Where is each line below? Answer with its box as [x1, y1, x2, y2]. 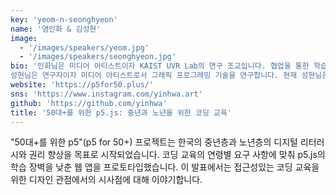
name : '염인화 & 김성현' [10, 24, 102, 34]
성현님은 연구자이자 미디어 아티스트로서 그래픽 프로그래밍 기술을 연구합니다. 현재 [10, 71, 298, 81]
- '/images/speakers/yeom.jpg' [19, 42, 150, 53]
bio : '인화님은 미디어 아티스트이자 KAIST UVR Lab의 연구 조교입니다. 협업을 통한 [10, 61, 310, 71]
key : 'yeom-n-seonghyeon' [10, 14, 118, 25]
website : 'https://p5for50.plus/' [10, 80, 155, 90]
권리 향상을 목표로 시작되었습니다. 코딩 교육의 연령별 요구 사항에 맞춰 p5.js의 [28, 149, 326, 161]
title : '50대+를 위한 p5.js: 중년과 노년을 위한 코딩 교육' [10, 107, 233, 118]
